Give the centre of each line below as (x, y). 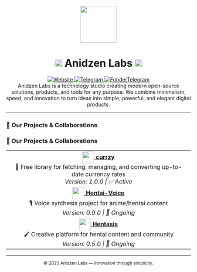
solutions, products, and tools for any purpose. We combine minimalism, (98, 92)
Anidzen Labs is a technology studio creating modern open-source (98, 86)
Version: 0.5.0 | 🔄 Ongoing (98, 244)
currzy (105, 157)
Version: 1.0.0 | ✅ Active (98, 182)
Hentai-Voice (105, 193)
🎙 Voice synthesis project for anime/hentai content (98, 203)
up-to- (172, 167)
